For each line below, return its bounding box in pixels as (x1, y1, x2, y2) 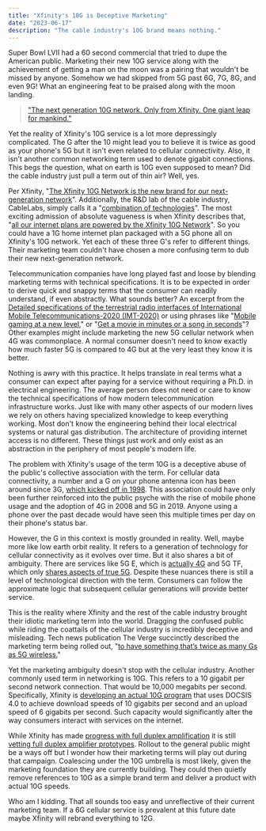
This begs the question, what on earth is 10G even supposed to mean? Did (8, 163, 251, 173)
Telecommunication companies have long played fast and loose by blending (8, 269, 256, 279)
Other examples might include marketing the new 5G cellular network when (8, 328, 254, 337)
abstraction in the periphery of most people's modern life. (8, 444, 196, 453)
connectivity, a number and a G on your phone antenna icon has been (8, 476, 236, 486)
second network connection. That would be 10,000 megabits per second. (8, 682, 248, 692)
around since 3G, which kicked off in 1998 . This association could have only (8, 484, 256, 495)
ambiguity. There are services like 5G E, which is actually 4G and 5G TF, (8, 559, 243, 568)
